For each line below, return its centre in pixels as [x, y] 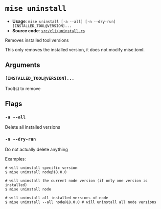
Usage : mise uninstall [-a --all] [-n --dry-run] [64, 21]
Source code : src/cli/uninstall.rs [48, 30]
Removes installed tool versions [37, 40]
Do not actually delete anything [36, 149]
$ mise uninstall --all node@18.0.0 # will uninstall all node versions [81, 202]
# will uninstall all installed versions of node [57, 198]
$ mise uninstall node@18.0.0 [36, 172]
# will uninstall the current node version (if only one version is [76, 181]
